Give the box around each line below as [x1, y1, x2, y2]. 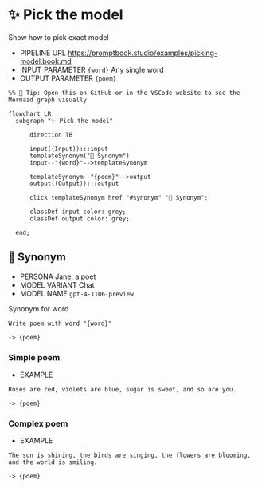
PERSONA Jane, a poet [19, 272, 96, 281]
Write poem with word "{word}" [8, 319, 112, 327]
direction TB [29, 130, 73, 139]
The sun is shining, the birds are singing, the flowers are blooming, [8, 451, 251, 460]
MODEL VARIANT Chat [19, 280, 95, 289]
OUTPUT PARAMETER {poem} [19, 73, 117, 83]
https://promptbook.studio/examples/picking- [67, 48, 217, 58]
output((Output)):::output [29, 180, 119, 188]
